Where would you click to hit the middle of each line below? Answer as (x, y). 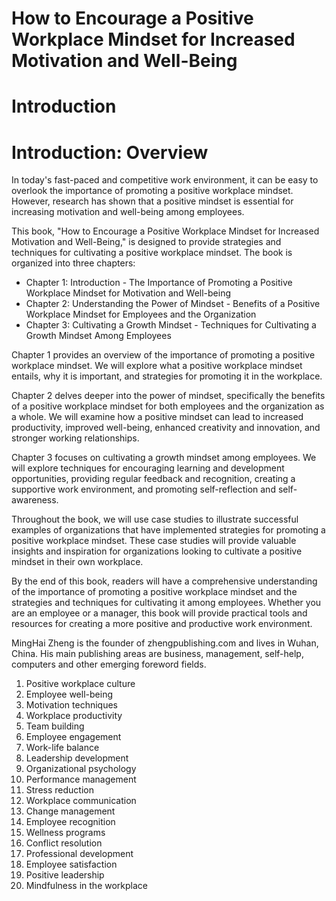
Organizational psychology (81, 769)
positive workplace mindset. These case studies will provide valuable (154, 541)
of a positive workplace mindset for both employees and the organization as (168, 406)
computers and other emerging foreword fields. (109, 664)
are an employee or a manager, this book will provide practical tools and (159, 613)
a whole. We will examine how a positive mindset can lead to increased (157, 417)
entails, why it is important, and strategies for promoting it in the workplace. (167, 376)
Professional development (79, 854)
